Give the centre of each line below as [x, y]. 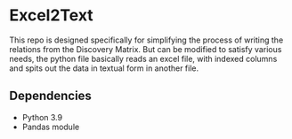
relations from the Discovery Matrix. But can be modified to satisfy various [146, 49]
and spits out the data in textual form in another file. [104, 68]
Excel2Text [51, 15]
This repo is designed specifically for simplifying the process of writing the [146, 40]
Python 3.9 [42, 117]
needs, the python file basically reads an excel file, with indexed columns [143, 58]
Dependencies [50, 96]
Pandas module [51, 127]
